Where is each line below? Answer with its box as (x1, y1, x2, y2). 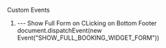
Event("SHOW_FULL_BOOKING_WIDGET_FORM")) (16, 34, 160, 42)
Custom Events (7, 6, 50, 14)
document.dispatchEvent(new (16, 27, 102, 34)
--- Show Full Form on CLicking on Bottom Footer (16, 19, 157, 27)
